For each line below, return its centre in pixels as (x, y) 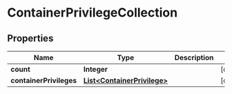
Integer (96, 69)
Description (194, 58)
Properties (30, 38)
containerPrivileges (44, 81)
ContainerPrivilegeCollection (93, 13)
